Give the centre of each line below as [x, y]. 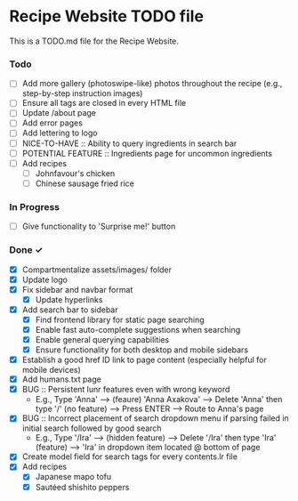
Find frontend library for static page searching [120, 319]
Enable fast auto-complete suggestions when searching [138, 329]
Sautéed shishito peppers [82, 487]
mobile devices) [52, 370]
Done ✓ [26, 250]
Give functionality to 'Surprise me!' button [99, 226]
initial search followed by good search [92, 428]
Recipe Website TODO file [107, 16]
